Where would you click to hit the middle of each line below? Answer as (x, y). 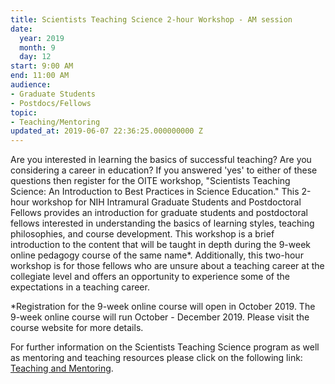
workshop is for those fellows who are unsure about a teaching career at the (167, 266)
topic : (24, 112)
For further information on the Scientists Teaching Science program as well (165, 347)
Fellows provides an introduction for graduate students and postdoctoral (159, 213)
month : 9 (37, 47)
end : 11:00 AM (40, 76)
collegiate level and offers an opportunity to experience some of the (150, 277)
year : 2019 (42, 38)
